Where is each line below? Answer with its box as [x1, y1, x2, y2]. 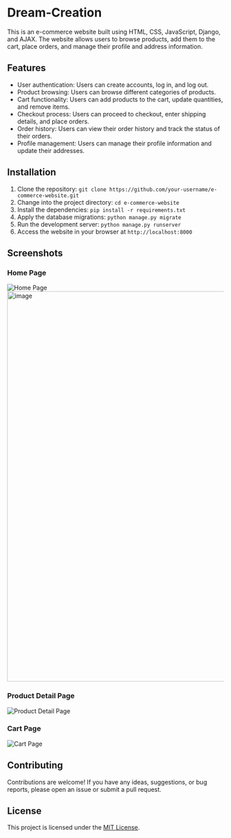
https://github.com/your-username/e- [109, 186, 218, 193]
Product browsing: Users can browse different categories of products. [16, 88, 217, 96]
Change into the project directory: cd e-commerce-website [16, 198, 180, 206]
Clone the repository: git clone [16, 185, 107, 193]
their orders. [16, 132, 53, 140]
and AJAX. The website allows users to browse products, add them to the [7, 34, 215, 43]
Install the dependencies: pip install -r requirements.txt [16, 205, 186, 214]
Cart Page [7, 724, 41, 733]
